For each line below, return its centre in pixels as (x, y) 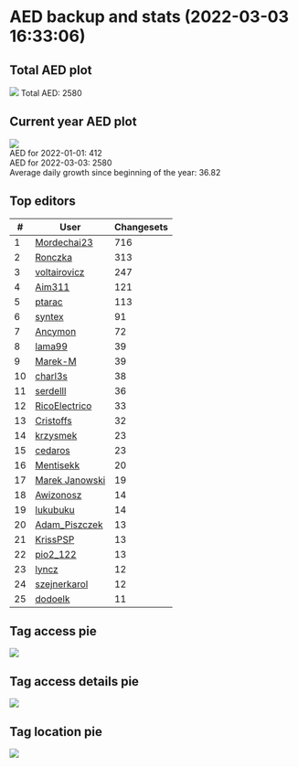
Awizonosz (59, 495)
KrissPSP (55, 539)
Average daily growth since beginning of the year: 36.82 (115, 172)
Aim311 (53, 287)
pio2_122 (56, 554)
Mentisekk (58, 465)
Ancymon (56, 331)
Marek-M (56, 361)
